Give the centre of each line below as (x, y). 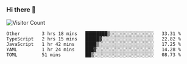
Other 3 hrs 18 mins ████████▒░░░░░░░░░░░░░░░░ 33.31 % (94, 34)
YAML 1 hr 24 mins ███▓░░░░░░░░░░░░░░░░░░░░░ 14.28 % (94, 50)
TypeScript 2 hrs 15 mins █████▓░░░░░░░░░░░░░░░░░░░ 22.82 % (94, 39)
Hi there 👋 (21, 10)
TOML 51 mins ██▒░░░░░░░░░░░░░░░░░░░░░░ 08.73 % (94, 55)
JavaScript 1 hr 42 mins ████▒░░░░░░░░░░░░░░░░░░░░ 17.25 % (94, 45)
